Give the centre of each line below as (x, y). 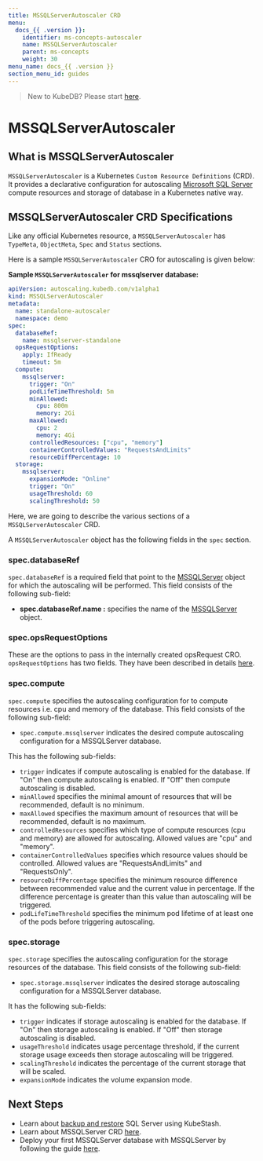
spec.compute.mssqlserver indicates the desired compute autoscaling (131, 732)
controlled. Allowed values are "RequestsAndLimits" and (111, 863)
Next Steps (36, 1104)
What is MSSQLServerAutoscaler (91, 157)
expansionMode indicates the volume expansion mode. (106, 1079)
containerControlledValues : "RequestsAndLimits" (110, 450)
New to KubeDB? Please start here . (84, 96)
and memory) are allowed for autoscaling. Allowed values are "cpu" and (136, 838)
